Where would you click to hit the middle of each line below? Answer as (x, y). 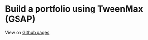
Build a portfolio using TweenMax (74, 9)
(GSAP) (20, 19)
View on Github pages (27, 32)
